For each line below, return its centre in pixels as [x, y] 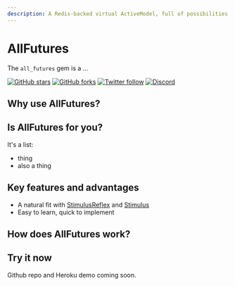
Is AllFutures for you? [55, 128]
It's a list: [20, 144]
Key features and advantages [73, 188]
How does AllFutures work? [69, 234]
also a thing [34, 165]
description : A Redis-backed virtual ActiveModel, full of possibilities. [119, 14]
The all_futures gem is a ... [48, 68]
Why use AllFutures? [54, 104]
